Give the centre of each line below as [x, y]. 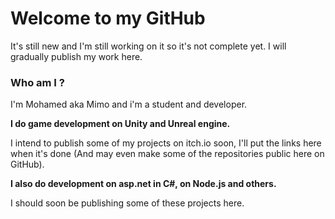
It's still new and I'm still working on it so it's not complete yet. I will [148, 46]
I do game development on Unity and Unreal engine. [120, 124]
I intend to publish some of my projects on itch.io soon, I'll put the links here [166, 143]
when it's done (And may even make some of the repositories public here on [167, 154]
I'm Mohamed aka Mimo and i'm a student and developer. [129, 104]
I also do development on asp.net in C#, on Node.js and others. [143, 184]
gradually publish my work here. [76, 56]
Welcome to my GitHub [108, 18]
